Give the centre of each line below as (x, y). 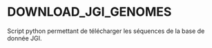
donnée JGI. (25, 38)
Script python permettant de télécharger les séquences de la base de (106, 31)
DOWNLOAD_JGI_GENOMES (89, 12)
